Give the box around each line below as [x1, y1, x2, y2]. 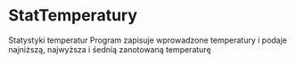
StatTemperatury [8, 5, 138, 26]
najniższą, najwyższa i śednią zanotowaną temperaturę [8, 44, 211, 54]
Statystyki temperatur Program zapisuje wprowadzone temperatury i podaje [8, 35, 287, 45]
